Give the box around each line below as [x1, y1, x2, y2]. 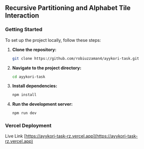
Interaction [5, 12, 40, 20]
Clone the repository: [12, 46, 57, 53]
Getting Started [5, 26, 42, 33]
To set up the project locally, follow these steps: [5, 37, 102, 43]
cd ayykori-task [12, 74, 45, 79]
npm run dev [12, 111, 37, 116]
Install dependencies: [12, 83, 58, 89]
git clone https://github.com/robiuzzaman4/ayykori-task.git [12, 56, 140, 61]
